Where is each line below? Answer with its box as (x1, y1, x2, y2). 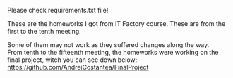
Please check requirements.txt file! (7, 6, 109, 14)
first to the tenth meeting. (7, 27, 81, 35)
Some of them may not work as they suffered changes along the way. (7, 41, 210, 48)
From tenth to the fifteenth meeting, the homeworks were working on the (7, 48, 219, 56)
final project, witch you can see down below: (7, 56, 138, 64)
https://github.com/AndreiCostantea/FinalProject (7, 63, 149, 71)
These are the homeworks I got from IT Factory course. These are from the (7, 20, 226, 27)
